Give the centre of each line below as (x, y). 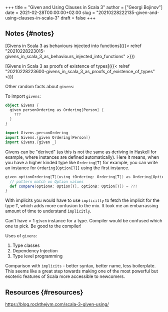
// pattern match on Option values (47, 182)
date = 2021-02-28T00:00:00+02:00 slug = (50, 13)
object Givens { (22, 105)
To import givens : (23, 96)
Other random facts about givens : (40, 86)
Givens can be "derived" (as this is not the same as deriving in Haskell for (81, 152)
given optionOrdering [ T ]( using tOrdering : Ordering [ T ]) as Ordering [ (79, 177)
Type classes (26, 245)
